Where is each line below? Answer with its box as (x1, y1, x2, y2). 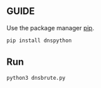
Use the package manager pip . (6, 23, 95, 32)
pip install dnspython (6, 37, 72, 44)
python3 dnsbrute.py (6, 74, 66, 81)
